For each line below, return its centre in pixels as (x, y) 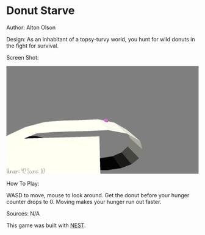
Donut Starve (41, 11)
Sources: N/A (23, 214)
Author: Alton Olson (31, 27)
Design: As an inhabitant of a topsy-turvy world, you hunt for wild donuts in (101, 39)
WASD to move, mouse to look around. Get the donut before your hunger (98, 195)
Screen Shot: (23, 57)
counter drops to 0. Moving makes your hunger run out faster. (84, 202)
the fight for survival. (33, 46)
